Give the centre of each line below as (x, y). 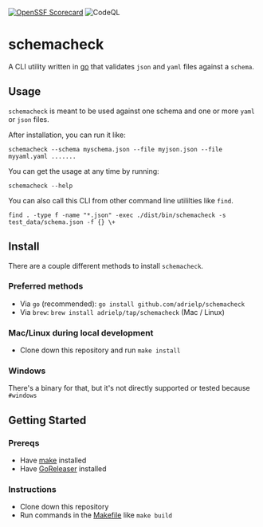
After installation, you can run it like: (67, 135)
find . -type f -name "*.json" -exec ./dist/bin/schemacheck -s (117, 215)
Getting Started (47, 420)
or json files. (29, 119)
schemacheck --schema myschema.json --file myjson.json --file (116, 149)
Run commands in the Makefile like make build (96, 515)
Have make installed (53, 460)
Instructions (33, 490)
